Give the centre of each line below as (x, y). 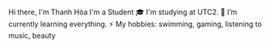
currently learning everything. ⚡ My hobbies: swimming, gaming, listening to (135, 24)
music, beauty (32, 36)
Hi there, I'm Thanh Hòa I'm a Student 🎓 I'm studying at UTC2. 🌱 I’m (123, 12)
